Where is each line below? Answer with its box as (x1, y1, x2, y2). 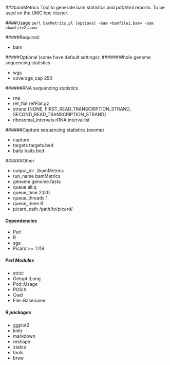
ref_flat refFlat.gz (12, 100, 50, 106)
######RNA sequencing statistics (5, 85, 78, 91)
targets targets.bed (12, 142, 54, 148)
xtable (12, 344, 27, 350)
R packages (5, 309, 31, 315)
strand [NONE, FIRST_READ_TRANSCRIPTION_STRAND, (12, 106, 131, 112)
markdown (12, 333, 36, 339)
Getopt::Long (12, 276, 41, 282)
